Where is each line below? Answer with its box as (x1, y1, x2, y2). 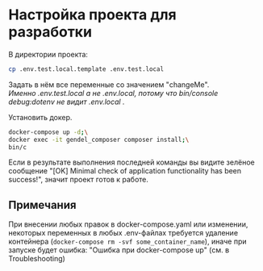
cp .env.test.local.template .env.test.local (8, 65, 164, 73)
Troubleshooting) (8, 254, 66, 264)
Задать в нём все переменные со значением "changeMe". (8, 79, 210, 90)
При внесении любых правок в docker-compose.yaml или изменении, (8, 219, 248, 229)
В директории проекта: (8, 49, 89, 59)
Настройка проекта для (8, 6, 177, 24)
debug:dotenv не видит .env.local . (8, 97, 125, 106)
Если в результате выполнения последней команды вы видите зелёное (8, 157, 256, 167)
